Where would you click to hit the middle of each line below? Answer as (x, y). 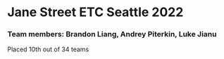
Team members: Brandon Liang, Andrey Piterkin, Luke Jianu (112, 34)
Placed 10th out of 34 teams (48, 49)
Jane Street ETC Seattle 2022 (95, 12)
